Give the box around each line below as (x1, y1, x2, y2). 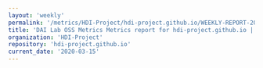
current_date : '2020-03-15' (8, 48, 100, 55)
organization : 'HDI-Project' (8, 33, 103, 41)
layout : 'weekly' (8, 11, 65, 20)
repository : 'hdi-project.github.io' (8, 41, 131, 48)
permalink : (8, 19, 44, 27)
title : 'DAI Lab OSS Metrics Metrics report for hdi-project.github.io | (8, 26, 254, 34)
